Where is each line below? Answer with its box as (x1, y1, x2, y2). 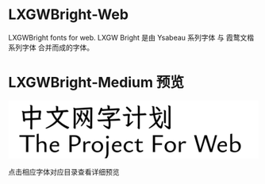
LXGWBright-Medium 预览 (8, 74, 185, 92)
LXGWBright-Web (8, 6, 129, 24)
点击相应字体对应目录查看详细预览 (8, 167, 120, 177)
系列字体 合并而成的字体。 (8, 42, 94, 52)
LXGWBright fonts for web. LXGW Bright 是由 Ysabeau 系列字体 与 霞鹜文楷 (8, 33, 255, 42)
